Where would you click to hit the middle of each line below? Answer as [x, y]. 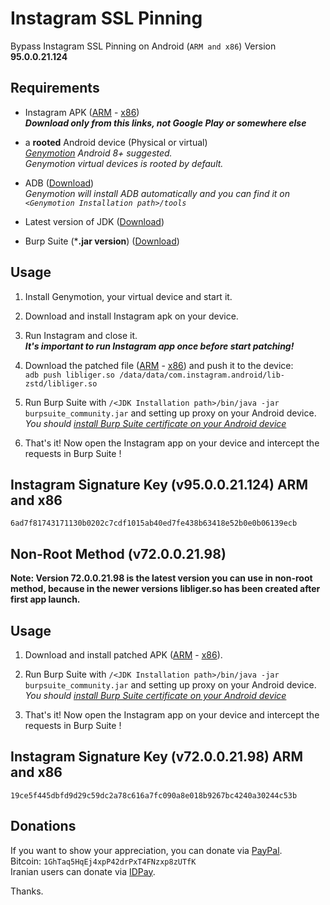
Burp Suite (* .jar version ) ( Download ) [102, 241]
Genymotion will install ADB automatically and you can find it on [157, 193]
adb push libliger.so [69, 375]
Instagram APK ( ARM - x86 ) [82, 112]
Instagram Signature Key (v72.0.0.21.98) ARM [156, 757]
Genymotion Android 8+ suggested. [98, 153]
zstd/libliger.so [61, 383]
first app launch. [45, 599]
